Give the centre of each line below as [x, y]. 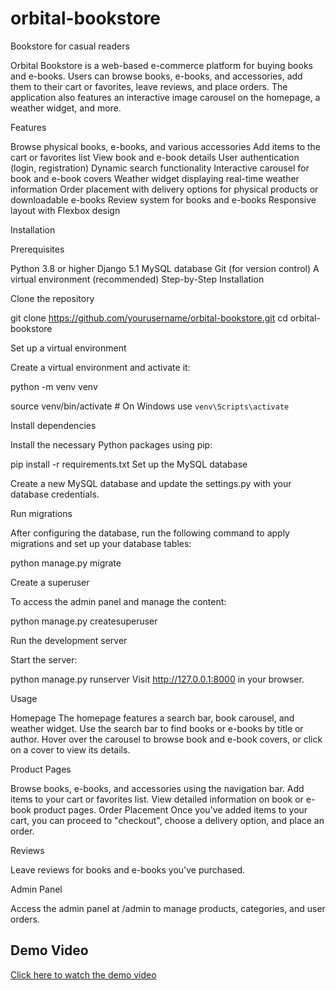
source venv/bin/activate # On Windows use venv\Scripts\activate [150, 406]
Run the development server [69, 640]
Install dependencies [53, 425]
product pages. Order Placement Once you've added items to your [170, 809]
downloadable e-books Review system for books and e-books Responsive [163, 199]
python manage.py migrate [66, 563]
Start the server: [44, 659]
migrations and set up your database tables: [101, 543]
